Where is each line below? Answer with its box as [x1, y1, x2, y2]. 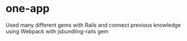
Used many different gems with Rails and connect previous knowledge [5, 21, 182, 29]
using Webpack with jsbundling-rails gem [5, 27, 109, 34]
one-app [5, 2, 49, 15]
